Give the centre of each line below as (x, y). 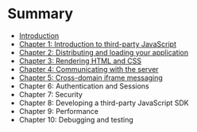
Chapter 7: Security (50, 94)
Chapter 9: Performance (58, 111)
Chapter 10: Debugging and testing (76, 119)
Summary (40, 14)
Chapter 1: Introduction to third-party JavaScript (97, 43)
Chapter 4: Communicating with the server (89, 69)
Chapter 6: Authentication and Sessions (84, 86)
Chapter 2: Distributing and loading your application (104, 52)
